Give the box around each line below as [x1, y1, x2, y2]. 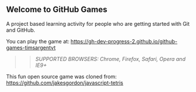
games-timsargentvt [6, 44, 56, 51]
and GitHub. [6, 26, 35, 33]
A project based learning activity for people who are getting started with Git [6, 20, 190, 27]
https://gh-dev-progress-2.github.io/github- [70, 38, 178, 45]
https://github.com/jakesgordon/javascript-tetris [6, 79, 124, 86]
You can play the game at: [6, 38, 70, 45]
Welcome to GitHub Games [6, 5, 107, 15]
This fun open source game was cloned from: [6, 73, 117, 80]
